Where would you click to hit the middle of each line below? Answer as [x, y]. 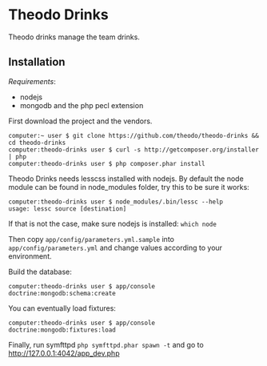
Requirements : [32, 81]
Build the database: [40, 271]
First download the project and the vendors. [80, 121]
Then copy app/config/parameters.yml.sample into [91, 239]
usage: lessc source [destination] [68, 209]
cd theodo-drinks [37, 143]
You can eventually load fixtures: [62, 308]
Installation [37, 62]
